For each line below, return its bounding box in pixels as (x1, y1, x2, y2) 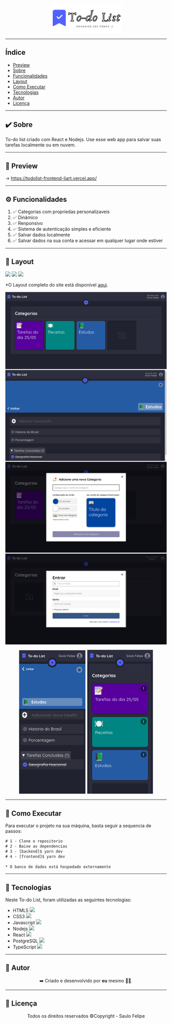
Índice (5, 48, 26, 57)
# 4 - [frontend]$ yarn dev (5, 854, 66, 859)
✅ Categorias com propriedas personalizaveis (12, 208, 110, 215)
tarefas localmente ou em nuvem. (5, 142, 76, 148)
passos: (5, 828, 22, 835)
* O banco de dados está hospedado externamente (5, 864, 111, 869)
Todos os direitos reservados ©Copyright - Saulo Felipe (27, 1013, 145, 1019)
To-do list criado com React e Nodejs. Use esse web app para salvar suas (5, 137, 161, 143)
